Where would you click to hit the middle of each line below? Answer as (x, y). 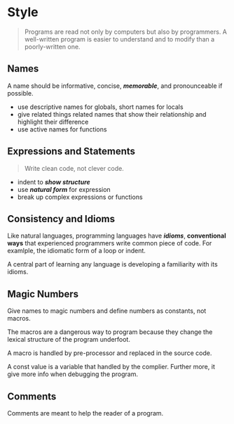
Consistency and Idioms (61, 219)
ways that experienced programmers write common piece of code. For (110, 243)
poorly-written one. (52, 46)
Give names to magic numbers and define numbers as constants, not (107, 311)
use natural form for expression (64, 189)
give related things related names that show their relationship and (112, 114)
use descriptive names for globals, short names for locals (100, 107)
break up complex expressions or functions (80, 197)
